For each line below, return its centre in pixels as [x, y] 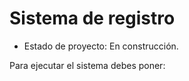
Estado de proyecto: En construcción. [101, 46]
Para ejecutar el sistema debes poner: [87, 65]
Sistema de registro [92, 18]
